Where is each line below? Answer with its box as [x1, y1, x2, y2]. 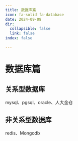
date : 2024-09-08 [5, 17, 42, 22]
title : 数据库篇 [5, 7, 36, 13]
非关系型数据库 [5, 116, 52, 124]
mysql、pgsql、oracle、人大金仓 [5, 99, 73, 105]
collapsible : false [10, 26, 51, 31]
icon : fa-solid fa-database [5, 12, 64, 17]
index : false [5, 36, 33, 41]
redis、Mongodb [5, 130, 40, 136]
